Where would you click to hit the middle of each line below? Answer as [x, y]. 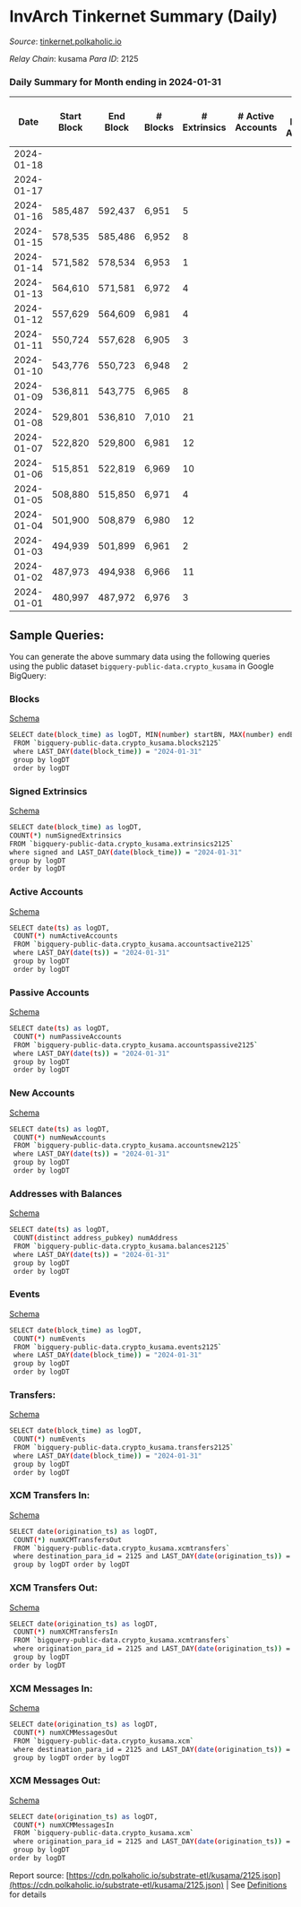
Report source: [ [39, 1875]
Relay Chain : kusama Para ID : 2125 [74, 58]
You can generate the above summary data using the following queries [140, 657]
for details [28, 1894]
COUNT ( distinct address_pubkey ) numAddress [95, 1238]
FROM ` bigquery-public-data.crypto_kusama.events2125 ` [117, 1347]
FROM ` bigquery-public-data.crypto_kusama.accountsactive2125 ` [133, 945]
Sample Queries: [57, 635]
